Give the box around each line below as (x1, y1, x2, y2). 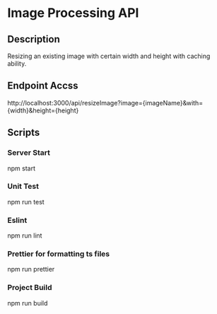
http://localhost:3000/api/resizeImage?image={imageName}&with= (7, 98, 204, 107)
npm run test (7, 197, 45, 206)
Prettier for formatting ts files (7, 249, 110, 259)
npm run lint (7, 231, 42, 240)
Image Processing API (7, 5, 139, 21)
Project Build (7, 283, 52, 293)
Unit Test (7, 182, 39, 192)
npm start (7, 164, 36, 173)
